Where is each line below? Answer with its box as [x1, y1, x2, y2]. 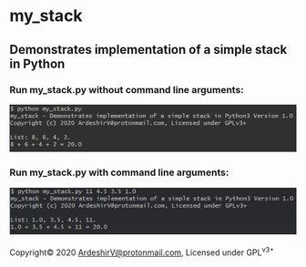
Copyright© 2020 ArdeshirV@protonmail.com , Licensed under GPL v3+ [9, 245, 275, 258]
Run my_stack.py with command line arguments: [9, 166, 229, 179]
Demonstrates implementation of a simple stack [9, 42, 288, 57]
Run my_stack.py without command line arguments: [9, 83, 244, 96]
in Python [9, 56, 66, 71]
